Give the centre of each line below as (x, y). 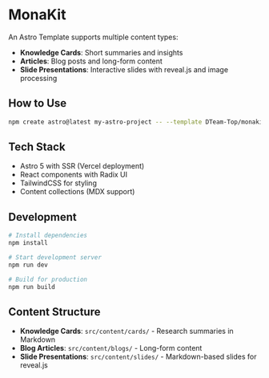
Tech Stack (37, 147)
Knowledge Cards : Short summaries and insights (101, 52)
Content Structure (54, 312)
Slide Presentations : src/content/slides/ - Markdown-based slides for (138, 357)
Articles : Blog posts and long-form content (91, 61)
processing (38, 78)
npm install (28, 243)
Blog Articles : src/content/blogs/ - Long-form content (111, 348)
